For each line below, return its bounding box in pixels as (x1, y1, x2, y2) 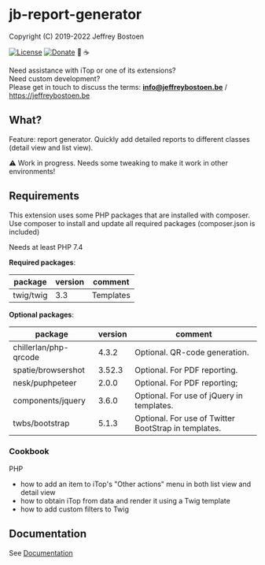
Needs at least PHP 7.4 (9, 242, 83, 251)
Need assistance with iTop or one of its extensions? (9, 65, 176, 75)
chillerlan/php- (13, 341, 69, 352)
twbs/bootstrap (13, 418, 70, 429)
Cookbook (9, 446, 50, 457)
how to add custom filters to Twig (20, 504, 129, 514)
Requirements (9, 189, 79, 203)
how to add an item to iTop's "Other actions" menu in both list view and (20, 479, 252, 489)
